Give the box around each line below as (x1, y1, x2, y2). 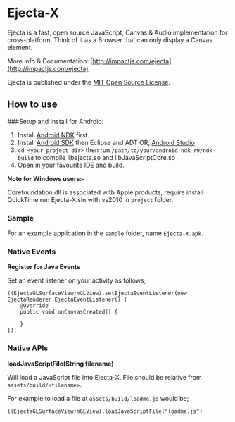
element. (7, 43, 33, 51)
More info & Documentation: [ (7, 56, 93, 65)
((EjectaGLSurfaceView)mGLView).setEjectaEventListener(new (7, 290, 188, 297)
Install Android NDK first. (17, 130, 90, 139)
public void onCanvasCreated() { (20, 309, 118, 316)
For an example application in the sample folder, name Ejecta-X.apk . (7, 229, 203, 237)
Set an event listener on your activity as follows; (7, 276, 146, 285)
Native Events (7, 247, 56, 256)
